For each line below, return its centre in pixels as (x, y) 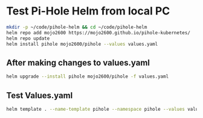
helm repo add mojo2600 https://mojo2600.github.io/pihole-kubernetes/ (98, 33)
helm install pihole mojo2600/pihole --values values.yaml (82, 44)
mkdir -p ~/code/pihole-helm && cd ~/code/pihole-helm (77, 27)
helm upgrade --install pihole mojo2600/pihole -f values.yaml (88, 76)
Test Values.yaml (40, 95)
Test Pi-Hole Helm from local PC (88, 11)
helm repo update (28, 38)
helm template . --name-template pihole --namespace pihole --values (96, 109)
